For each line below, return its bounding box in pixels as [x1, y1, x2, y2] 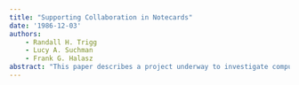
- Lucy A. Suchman [25, 46, 93, 55]
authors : [9, 29, 42, 38]
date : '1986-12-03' [9, 21, 82, 30]
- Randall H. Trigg [25, 37, 98, 47]
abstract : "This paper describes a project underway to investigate [9, 63, 269, 72]
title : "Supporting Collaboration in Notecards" [9, 12, 193, 22]
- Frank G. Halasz [25, 54, 93, 63]
